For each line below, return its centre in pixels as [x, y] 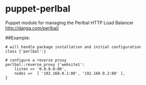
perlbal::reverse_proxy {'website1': [45, 64]
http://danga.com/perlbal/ [32, 28]
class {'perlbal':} [26, 51]
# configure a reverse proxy [36, 60]
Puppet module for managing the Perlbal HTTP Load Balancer [69, 23]
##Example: [18, 38]
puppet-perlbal [38, 9]
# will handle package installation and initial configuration [73, 47]
